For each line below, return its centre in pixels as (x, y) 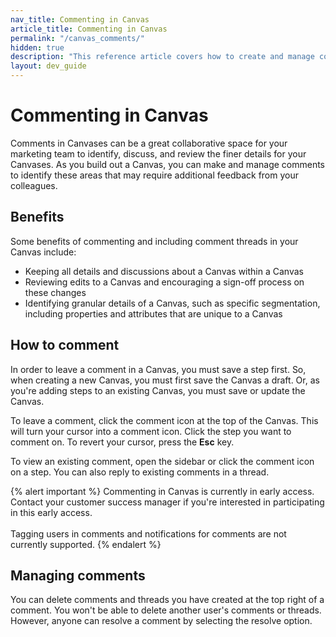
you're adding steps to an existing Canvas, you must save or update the (158, 390)
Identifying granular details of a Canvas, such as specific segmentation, (172, 303)
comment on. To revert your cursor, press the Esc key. (122, 442)
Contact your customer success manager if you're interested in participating (167, 502)
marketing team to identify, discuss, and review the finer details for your (158, 153)
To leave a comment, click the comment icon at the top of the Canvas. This (164, 420)
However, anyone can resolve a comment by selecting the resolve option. (161, 621)
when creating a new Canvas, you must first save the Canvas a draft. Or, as (165, 380)
